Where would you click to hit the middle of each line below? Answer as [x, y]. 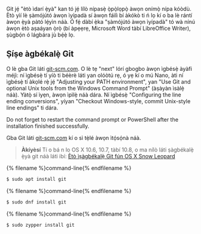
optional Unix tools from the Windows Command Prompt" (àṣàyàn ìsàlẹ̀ [95, 88]
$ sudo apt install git [37, 179]
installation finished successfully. [48, 126]
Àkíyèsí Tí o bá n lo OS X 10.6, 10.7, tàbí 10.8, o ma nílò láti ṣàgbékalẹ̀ [107, 150]
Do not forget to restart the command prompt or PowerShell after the [92, 119]
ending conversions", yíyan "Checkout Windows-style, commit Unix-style [98, 101]
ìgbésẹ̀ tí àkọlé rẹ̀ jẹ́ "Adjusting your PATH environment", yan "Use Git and [98, 81]
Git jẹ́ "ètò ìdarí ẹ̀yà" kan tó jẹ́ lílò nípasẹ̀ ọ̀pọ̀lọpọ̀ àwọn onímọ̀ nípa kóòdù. [99, 9]
